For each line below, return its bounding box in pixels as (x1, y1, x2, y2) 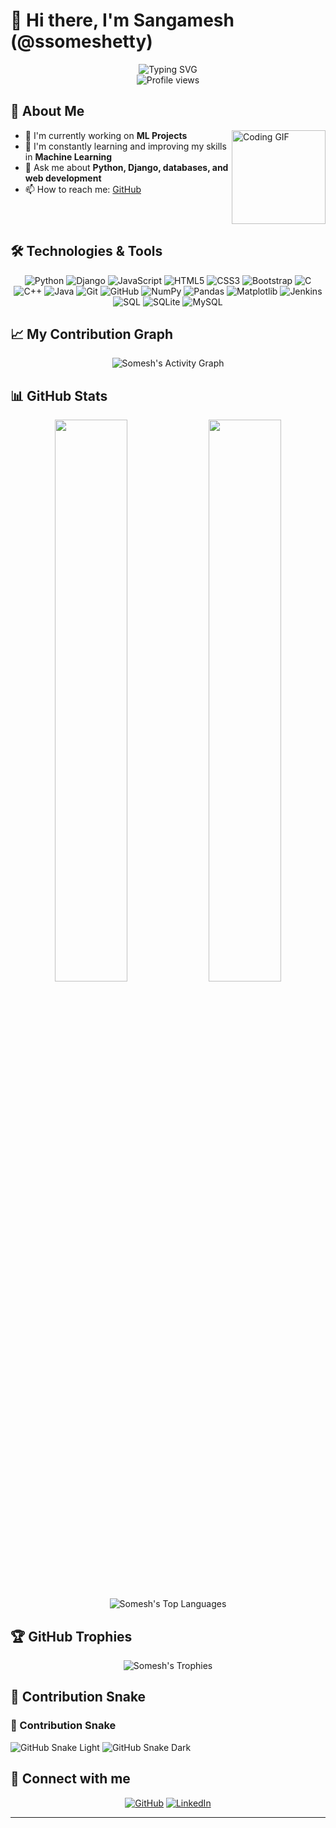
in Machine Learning (24, 150, 113, 163)
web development (24, 172, 102, 184)
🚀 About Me (10, 103, 85, 120)
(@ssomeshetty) (10, 30, 153, 53)
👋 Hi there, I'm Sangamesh (10, 9, 235, 32)
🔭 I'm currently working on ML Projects (24, 129, 188, 141)
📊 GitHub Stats (10, 387, 108, 404)
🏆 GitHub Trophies (10, 1628, 133, 1645)
